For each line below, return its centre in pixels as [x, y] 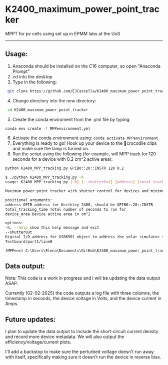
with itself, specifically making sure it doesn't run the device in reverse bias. [83, 357]
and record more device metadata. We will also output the [65, 337]
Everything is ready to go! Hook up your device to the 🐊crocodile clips [84, 143]
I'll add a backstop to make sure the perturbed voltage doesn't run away [79, 352]
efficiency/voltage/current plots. [38, 342]
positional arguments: [29, 200]
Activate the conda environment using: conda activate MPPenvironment [85, 138]
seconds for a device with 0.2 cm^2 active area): [62, 159]
